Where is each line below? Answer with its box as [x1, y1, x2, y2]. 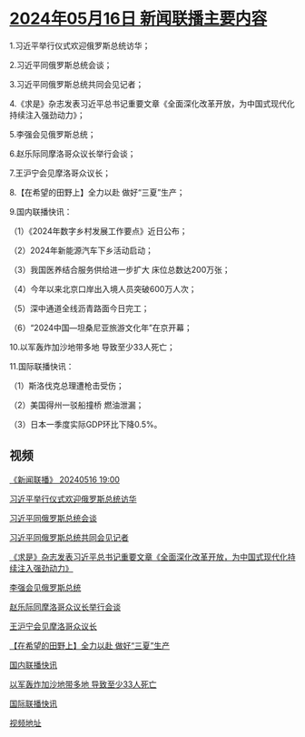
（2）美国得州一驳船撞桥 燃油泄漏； [9, 399, 144, 410]
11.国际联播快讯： [9, 360, 74, 371]
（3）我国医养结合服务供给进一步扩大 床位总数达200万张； [9, 264, 231, 275]
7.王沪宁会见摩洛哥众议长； [9, 167, 112, 178]
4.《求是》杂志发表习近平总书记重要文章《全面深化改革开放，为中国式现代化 [9, 97, 295, 109]
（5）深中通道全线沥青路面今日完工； [9, 302, 150, 314]
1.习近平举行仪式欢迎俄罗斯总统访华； [9, 40, 151, 51]
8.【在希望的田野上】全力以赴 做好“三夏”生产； [9, 187, 185, 197]
